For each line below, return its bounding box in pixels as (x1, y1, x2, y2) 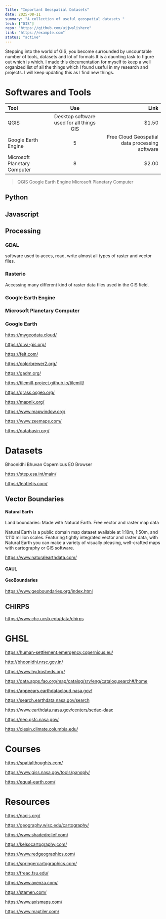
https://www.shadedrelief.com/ (5, 831, 68, 837)
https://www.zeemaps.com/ (5, 418, 62, 424)
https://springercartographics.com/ (5, 860, 77, 866)
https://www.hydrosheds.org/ (5, 668, 65, 674)
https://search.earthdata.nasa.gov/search (5, 697, 90, 703)
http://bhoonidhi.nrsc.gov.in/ (5, 659, 63, 665)
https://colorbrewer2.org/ (5, 361, 57, 367)
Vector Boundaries (5, 495, 64, 504)
